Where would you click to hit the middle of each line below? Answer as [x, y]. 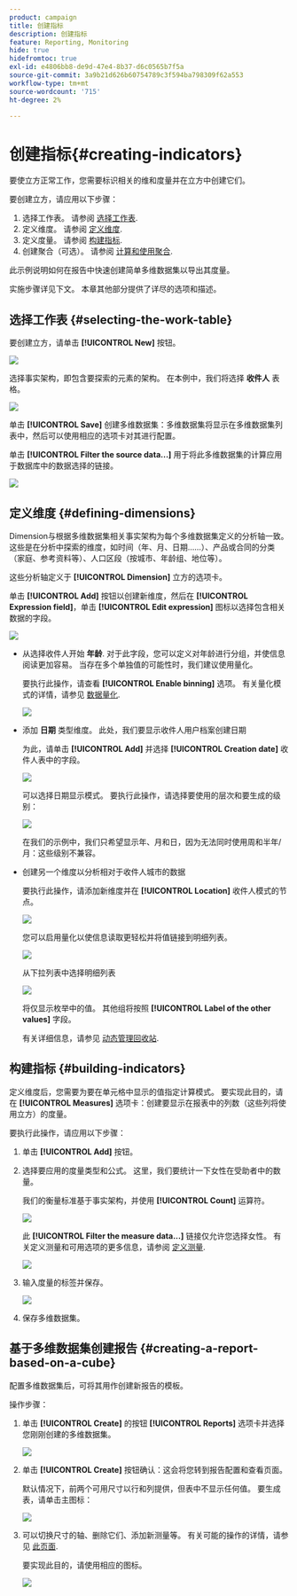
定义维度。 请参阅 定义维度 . [72, 229]
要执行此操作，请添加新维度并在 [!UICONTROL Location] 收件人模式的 [150, 890]
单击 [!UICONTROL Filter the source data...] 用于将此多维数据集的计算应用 [146, 455]
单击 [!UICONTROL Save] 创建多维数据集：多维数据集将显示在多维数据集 [142, 425]
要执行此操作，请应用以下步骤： [67, 1132]
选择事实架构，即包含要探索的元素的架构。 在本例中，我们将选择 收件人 [140, 379]
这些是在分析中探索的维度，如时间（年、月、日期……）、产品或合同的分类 [142, 547]
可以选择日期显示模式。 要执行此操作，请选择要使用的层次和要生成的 [147, 795]
